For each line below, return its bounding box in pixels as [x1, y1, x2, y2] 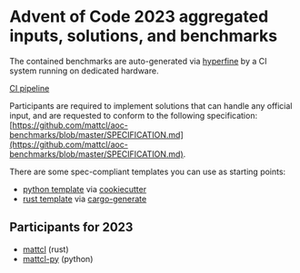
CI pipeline [9, 83, 50, 93]
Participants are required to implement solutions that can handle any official [9, 100, 293, 111]
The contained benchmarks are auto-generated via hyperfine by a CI [9, 55, 267, 66]
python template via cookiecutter [22, 183, 147, 194]
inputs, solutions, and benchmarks [9, 25, 278, 46]
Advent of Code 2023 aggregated [9, 6, 269, 27]
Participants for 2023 [9, 219, 134, 235]
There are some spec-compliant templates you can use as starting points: [9, 166, 286, 177]
